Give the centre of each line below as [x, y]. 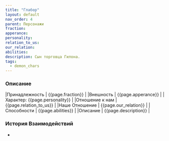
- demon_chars [25, 66]
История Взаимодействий [39, 124]
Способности [20, 111]
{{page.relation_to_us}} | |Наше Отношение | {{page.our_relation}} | [76, 105]
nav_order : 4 [19, 19]
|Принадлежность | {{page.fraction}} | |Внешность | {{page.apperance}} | [83, 95]
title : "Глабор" [22, 10]
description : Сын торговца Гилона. [43, 57]
